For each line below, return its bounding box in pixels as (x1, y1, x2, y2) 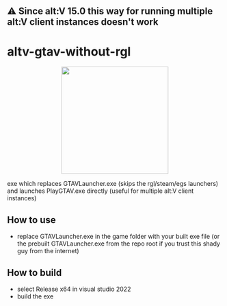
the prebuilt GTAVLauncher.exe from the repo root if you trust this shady (16, 239, 221, 248)
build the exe (16, 292, 54, 301)
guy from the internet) (16, 247, 80, 255)
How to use (7, 214, 56, 226)
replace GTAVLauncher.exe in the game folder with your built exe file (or (16, 233, 220, 241)
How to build (7, 267, 62, 279)
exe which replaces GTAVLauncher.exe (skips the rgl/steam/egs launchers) (7, 180, 219, 188)
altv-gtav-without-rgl (7, 44, 131, 59)
